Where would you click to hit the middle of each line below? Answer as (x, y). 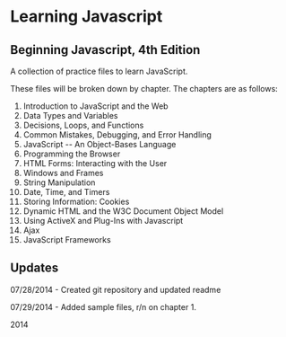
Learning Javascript (87, 17)
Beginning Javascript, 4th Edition (105, 50)
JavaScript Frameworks (67, 239)
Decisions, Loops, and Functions (83, 125)
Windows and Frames (63, 173)
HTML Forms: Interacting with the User (95, 163)
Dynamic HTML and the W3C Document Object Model (123, 211)
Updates (35, 268)
